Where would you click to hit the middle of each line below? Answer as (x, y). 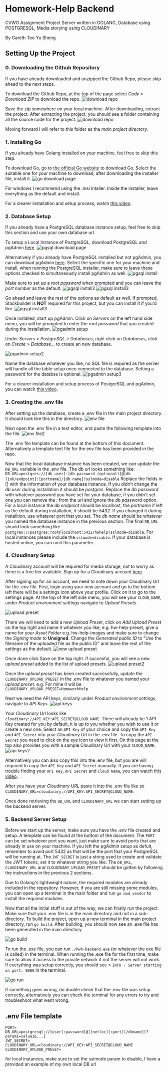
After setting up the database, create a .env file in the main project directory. (84, 413)
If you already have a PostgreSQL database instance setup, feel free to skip (83, 227)
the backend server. (26, 806)
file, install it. (18, 178)
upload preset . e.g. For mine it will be (43, 684)
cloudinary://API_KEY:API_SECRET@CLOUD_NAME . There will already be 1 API (81, 718)
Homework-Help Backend (60, 9)
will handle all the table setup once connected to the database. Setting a (79, 369)
